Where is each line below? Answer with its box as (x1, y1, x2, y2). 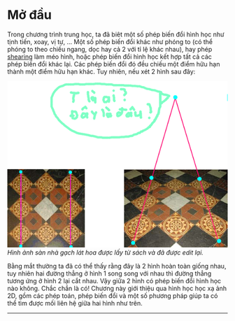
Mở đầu (7, 7, 52, 23)
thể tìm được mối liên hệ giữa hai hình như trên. (7, 299, 143, 307)
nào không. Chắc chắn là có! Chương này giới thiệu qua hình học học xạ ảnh (7, 284, 227, 292)
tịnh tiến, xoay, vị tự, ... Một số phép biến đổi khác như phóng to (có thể (7, 37, 213, 45)
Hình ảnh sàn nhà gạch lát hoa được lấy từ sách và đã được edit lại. (7, 248, 204, 257)
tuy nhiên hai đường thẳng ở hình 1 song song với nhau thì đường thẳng (7, 269, 212, 278)
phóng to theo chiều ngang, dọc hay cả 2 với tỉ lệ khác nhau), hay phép (7, 45, 213, 53)
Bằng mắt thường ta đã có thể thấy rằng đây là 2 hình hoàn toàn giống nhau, (7, 262, 227, 270)
